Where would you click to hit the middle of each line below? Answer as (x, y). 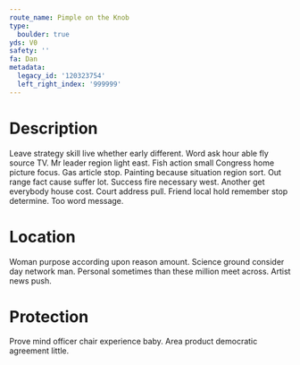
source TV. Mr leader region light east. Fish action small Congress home (142, 163)
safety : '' (29, 51)
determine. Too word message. (67, 200)
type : (19, 26)
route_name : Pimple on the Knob (69, 17)
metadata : (28, 68)
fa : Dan (24, 59)
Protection (49, 316)
